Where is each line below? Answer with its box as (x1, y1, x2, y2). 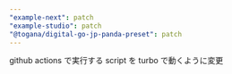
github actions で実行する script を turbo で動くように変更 (9, 55, 224, 66)
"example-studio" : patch (9, 21, 102, 30)
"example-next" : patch (9, 12, 94, 22)
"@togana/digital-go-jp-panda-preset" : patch (9, 29, 182, 38)
